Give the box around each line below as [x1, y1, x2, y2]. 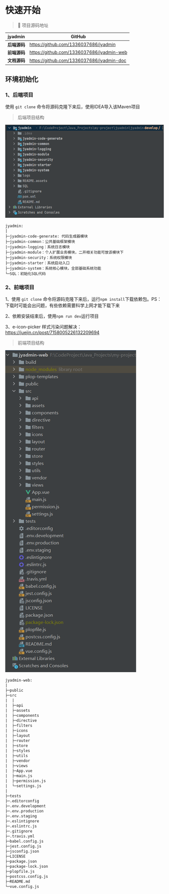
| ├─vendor [5, 758, 30, 764]
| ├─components [5, 713, 39, 718]
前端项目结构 [17, 340, 44, 346]
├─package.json [5, 859, 37, 864]
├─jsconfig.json [5, 849, 39, 854]
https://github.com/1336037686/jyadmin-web [29, 49, 127, 55]
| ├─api [5, 703, 24, 708]
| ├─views [5, 763, 28, 769]
